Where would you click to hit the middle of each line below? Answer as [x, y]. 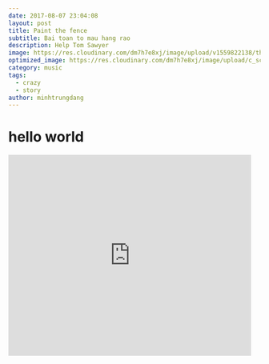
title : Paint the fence [48, 30]
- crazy [28, 82]
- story [28, 90]
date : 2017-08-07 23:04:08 [53, 16]
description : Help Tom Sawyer [59, 46]
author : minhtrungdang [46, 98]
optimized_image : [37, 61]
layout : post [30, 23]
